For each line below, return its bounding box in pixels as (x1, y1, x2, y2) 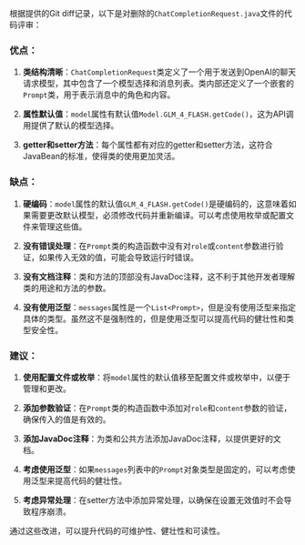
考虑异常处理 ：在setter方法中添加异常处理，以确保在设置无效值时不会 (22, 494, 284, 505)
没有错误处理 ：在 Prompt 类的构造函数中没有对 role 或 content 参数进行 (22, 240, 276, 251)
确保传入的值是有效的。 (22, 413, 111, 425)
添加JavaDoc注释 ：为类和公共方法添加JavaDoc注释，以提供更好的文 (22, 433, 281, 444)
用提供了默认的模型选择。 (22, 120, 119, 131)
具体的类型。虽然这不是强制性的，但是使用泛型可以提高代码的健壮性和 (22, 313, 287, 324)
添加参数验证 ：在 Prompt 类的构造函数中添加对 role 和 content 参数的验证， (22, 402, 292, 413)
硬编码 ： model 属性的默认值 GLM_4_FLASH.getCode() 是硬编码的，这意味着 (22, 198, 289, 209)
